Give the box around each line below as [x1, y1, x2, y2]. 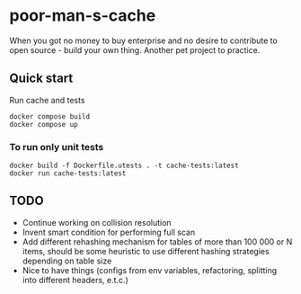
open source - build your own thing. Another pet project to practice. [9, 44, 261, 55]
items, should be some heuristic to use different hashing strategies [22, 245, 270, 256]
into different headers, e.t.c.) [22, 274, 128, 285]
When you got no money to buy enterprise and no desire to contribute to [9, 35, 279, 46]
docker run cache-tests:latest [9, 169, 127, 178]
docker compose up [9, 120, 78, 129]
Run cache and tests [9, 94, 85, 105]
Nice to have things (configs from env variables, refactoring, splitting [22, 264, 278, 275]
